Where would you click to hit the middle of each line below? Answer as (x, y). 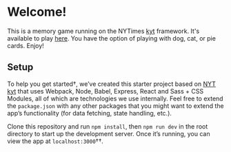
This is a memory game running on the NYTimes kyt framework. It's (103, 31)
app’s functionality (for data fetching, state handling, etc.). (90, 113)
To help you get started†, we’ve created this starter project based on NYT (111, 84)
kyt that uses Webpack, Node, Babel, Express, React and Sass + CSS (106, 91)
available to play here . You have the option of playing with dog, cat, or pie (111, 38)
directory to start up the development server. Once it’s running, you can (109, 133)
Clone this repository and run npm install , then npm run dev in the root (108, 126)
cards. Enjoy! (26, 45)
